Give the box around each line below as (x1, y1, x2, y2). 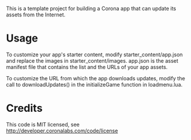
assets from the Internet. (6, 11, 66, 18)
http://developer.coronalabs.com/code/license (6, 127, 118, 134)
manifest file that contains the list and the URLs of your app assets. (6, 63, 168, 70)
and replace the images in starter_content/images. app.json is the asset (6, 57, 179, 64)
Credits (6, 102, 43, 115)
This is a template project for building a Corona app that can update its (6, 5, 176, 12)
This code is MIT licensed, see (6, 121, 80, 128)
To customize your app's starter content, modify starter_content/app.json (6, 51, 183, 58)
